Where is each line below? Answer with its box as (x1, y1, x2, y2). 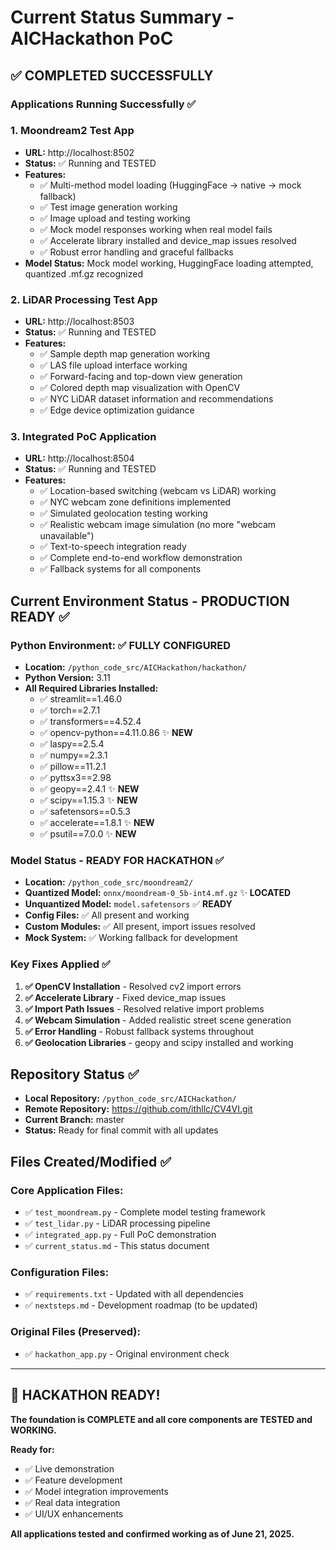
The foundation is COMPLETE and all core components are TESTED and (10, 1413, 313, 1425)
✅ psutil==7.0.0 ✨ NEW (39, 828, 137, 840)
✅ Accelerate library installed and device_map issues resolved (39, 234, 297, 246)
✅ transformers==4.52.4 (39, 716, 142, 728)
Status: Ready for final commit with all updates (24, 1124, 219, 1136)
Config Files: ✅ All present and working (24, 909, 190, 921)
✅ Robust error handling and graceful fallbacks (39, 246, 234, 258)
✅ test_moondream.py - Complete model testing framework (24, 1206, 266, 1218)
